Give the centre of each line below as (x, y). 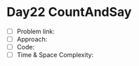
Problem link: (36, 31)
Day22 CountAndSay (69, 12)
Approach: (32, 39)
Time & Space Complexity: (55, 55)
